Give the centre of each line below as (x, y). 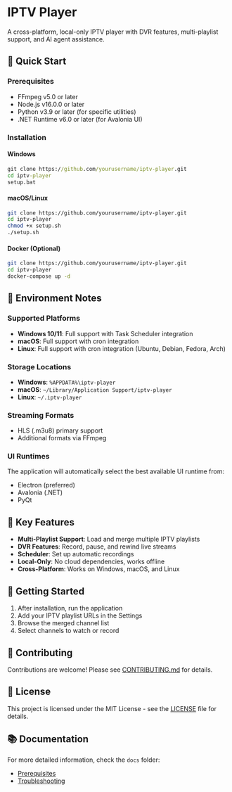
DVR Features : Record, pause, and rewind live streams (97, 547)
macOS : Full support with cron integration (78, 341)
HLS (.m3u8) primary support (60, 430)
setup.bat (22, 182)
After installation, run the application (70, 608)
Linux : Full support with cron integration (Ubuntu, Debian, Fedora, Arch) (122, 348)
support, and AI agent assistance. (56, 39)
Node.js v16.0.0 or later (51, 104)
